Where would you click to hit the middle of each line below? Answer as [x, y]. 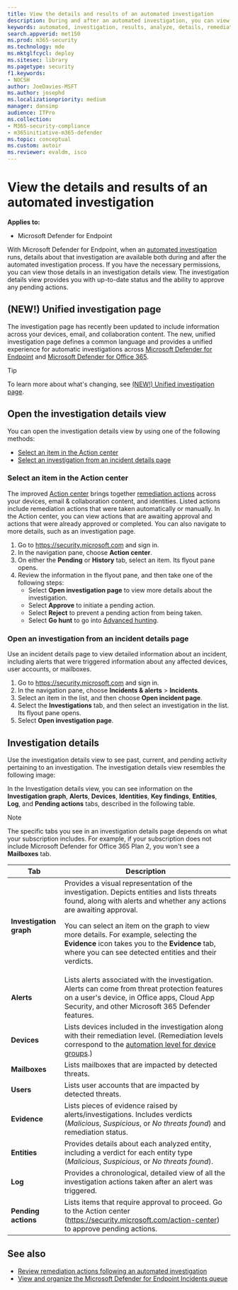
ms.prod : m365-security [42, 40]
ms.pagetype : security [41, 67]
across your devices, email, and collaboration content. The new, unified [112, 334]
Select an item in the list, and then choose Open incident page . [110, 698]
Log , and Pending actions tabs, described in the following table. [101, 803]
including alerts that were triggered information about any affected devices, [118, 662]
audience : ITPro [31, 113]
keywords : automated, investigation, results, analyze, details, [106, 27]
